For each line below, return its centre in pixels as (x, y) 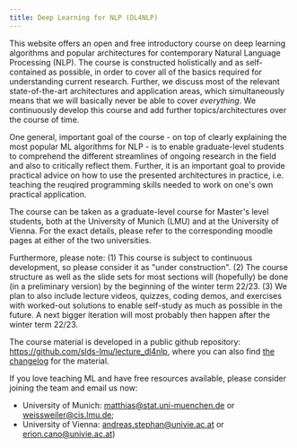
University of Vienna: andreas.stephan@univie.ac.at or (123, 424)
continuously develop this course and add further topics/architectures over (148, 110)
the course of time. (44, 119)
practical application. (48, 194)
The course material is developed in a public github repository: (125, 341)
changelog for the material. (59, 361)
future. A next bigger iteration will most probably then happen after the (140, 314)
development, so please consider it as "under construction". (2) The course (149, 267)
